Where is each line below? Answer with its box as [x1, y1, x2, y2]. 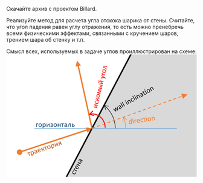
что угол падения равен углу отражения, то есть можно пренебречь [6, 24, 184, 30]
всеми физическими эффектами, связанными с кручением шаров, [6, 30, 179, 37]
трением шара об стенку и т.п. [6, 36, 85, 43]
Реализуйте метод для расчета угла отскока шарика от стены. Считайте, [6, 17, 195, 24]
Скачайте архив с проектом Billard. [6, 5, 97, 12]
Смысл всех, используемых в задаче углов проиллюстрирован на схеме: [6, 48, 197, 55]
